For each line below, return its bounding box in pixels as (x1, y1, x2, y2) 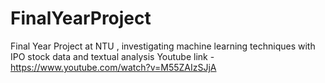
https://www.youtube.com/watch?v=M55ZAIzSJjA (10, 61, 217, 73)
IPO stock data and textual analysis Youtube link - (10, 50, 215, 62)
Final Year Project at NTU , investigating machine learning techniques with (10, 40, 316, 52)
